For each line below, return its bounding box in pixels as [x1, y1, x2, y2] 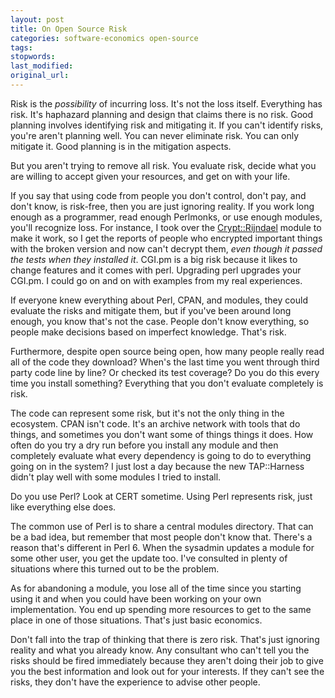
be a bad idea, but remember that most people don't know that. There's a [10, 531, 313, 543]
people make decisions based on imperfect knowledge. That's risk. [10, 326, 287, 338]
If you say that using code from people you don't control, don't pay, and [10, 189, 307, 201]
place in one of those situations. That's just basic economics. [10, 614, 263, 626]
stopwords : [10, 52, 56, 62]
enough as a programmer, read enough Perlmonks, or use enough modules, [10, 211, 323, 223]
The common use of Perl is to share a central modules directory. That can [10, 520, 314, 532]
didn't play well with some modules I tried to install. [10, 471, 222, 483]
